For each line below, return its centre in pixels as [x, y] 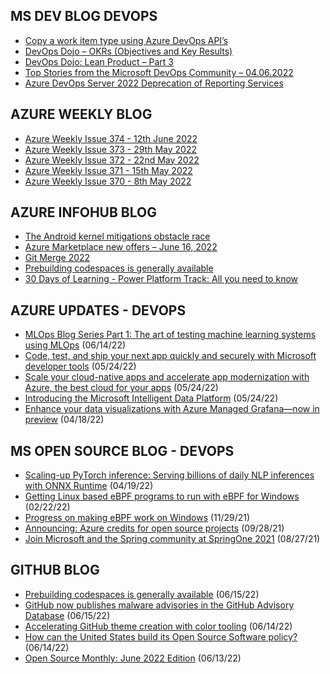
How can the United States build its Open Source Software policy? [161, 636]
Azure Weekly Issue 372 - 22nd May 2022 [112, 160]
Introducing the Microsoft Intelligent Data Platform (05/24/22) [151, 398]
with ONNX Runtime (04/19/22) [89, 486]
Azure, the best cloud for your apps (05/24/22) [121, 388]
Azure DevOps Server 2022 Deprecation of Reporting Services [154, 83]
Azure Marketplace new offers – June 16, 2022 [121, 247]
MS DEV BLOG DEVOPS [84, 16]
